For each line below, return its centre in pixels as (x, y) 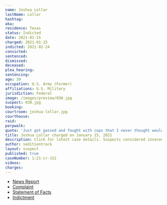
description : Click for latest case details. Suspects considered (75, 140)
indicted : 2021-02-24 (28, 47)
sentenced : (16, 56)
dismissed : (16, 61)
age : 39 (13, 79)
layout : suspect (22, 149)
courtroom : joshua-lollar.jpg (37, 112)
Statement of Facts (32, 192)
